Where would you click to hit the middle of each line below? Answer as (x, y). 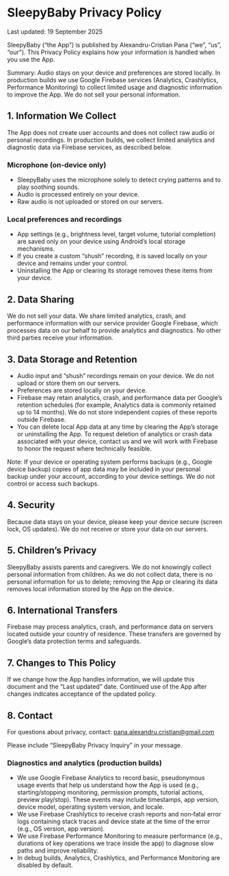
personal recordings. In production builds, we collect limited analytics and (111, 140)
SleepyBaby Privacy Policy (84, 13)
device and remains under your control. (72, 263)
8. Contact (30, 715)
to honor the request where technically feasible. (84, 448)
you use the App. (31, 59)
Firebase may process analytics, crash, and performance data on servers (110, 627)
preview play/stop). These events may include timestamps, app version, (118, 800)
